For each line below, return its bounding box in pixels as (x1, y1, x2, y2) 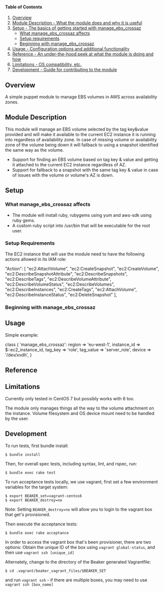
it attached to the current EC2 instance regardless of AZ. (12, 161, 126, 167)
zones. (5, 99, 19, 105)
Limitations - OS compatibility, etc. (12, 62, 82, 68)
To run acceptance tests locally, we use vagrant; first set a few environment (5, 478, 158, 484)
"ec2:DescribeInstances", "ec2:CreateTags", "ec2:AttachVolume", (5, 286, 137, 292)
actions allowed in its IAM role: (5, 256, 67, 262)
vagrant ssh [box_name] (5, 582, 54, 587)
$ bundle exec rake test (5, 470, 56, 475)
